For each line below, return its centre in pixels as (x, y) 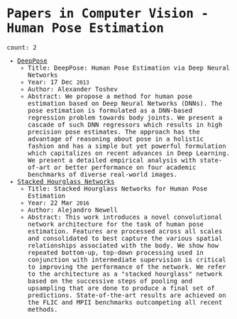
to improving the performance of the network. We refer (127, 266)
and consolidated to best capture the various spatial (125, 238)
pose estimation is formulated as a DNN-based (110, 110)
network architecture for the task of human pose (115, 224)
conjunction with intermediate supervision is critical (127, 259)
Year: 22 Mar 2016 (58, 202)
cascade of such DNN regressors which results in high (125, 124)
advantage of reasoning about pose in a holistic (115, 139)
